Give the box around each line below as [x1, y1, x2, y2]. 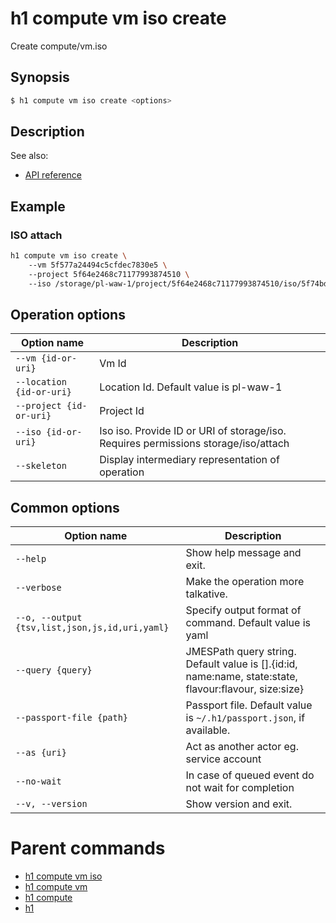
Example [10, 198, 66, 215]
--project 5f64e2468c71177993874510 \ [28, 269, 190, 279]
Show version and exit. [185, 797, 293, 811]
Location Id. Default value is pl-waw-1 [99, 380, 283, 394]
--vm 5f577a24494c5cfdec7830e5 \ [28, 260, 168, 270]
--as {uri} [15, 747, 67, 759]
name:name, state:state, [185, 670, 298, 684]
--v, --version [15, 798, 88, 810]
